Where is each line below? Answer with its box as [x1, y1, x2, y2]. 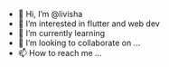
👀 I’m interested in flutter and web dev [17, 18, 160, 29]
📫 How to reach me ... [17, 48, 102, 58]
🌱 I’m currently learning [17, 28, 106, 38]
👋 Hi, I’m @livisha [17, 9, 83, 19]
